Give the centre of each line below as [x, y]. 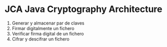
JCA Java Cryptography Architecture [83, 9]
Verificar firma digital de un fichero [48, 33]
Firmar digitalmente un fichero [43, 28]
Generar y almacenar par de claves [48, 23]
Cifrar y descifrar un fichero [40, 39]
